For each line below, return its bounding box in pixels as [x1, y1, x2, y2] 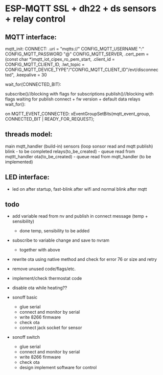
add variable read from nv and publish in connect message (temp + [12, 213, 148, 219]
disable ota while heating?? [12, 285, 68, 291]
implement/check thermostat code [12, 275, 82, 281]
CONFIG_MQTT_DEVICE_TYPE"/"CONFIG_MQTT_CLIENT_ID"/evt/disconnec [5, 67, 159, 73]
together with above [19, 247, 60, 253]
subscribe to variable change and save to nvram [12, 237, 110, 243]
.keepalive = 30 [15, 72, 47, 77]
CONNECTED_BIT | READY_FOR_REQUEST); [5, 116, 94, 122]
